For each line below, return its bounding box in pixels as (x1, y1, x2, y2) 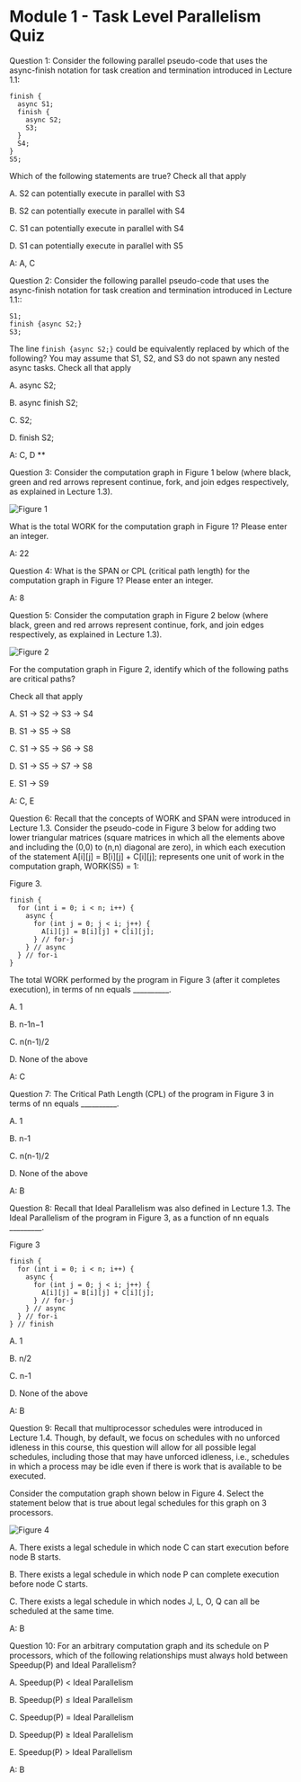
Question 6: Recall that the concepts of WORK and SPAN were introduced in (9, 813, 291, 823)
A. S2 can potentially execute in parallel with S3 (9, 187, 186, 199)
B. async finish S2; (9, 397, 79, 408)
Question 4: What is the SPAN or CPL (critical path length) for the (9, 565, 251, 576)
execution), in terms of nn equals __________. (9, 984, 173, 994)
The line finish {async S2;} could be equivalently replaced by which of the (9, 343, 290, 354)
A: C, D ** (9, 449, 46, 460)
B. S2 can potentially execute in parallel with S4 (9, 205, 186, 216)
